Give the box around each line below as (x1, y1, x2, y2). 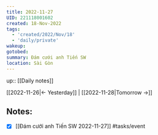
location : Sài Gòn (6, 60, 53, 66)
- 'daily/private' (12, 37, 59, 43)
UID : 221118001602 (6, 15, 53, 21)
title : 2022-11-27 (6, 9, 53, 15)
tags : (6, 26, 20, 32)
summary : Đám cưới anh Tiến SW (6, 54, 86, 60)
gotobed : (6, 49, 29, 55)
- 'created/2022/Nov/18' (12, 32, 75, 38)
